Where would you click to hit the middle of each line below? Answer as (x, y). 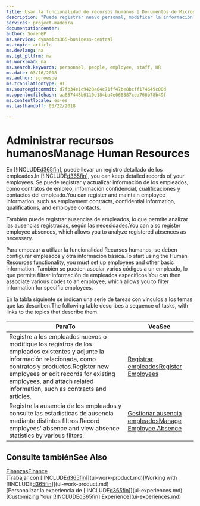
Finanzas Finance (27, 471)
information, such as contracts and (58, 389)
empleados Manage (154, 421)
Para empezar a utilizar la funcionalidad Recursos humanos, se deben (92, 250)
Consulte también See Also (57, 457)
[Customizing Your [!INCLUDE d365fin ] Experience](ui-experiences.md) (94, 497)
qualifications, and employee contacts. (54, 208)
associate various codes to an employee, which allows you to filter (87, 281)
